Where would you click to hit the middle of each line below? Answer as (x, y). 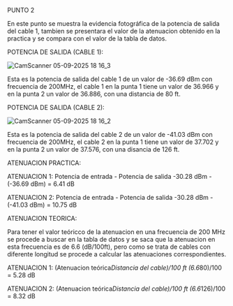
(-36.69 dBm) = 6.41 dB (41, 184)
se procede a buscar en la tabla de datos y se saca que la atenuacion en (111, 239)
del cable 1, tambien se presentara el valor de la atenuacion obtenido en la (114, 31)
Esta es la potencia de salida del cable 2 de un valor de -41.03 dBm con (110, 134)
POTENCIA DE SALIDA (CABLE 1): (55, 52)
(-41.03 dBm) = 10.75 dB (42, 205)
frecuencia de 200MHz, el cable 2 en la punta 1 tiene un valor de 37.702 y (113, 142)
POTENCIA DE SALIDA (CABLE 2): (56, 107)
